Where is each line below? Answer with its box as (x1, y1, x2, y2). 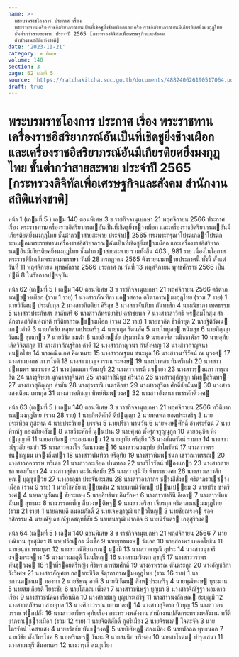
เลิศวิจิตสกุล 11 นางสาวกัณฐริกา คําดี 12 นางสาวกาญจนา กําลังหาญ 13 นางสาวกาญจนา (8, 341, 208, 350)
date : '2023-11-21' (8, 43, 66, 50)
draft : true (8, 83, 43, 90)
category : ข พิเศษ (8, 50, 57, 57)
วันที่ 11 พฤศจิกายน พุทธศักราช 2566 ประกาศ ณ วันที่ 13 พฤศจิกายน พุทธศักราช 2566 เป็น (8, 263, 226, 272)
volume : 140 (8, 57, 43, 64)
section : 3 (8, 63, 40, 70)
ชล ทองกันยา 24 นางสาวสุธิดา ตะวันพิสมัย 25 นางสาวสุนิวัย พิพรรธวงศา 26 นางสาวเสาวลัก (8, 467, 222, 475)
